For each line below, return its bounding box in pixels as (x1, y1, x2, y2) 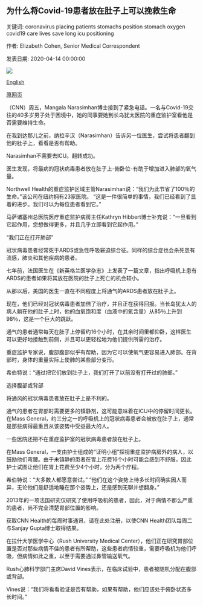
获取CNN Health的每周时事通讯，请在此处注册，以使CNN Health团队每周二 (6, 517, 193, 524)
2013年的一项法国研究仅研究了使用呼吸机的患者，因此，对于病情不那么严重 (6, 496, 193, 503)
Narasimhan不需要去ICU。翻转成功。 (6, 152, 98, 159)
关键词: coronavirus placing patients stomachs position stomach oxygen (6, 23, 185, 30)
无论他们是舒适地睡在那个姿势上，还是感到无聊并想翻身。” (16, 483, 160, 491)
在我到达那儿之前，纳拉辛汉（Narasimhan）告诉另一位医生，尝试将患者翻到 (6, 132, 195, 139)
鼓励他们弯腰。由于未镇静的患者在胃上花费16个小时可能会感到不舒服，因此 (6, 456, 192, 463)
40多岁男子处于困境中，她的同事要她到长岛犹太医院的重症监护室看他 (16, 111, 188, 118)
